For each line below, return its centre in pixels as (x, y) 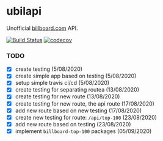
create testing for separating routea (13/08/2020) (77, 90)
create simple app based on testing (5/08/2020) (76, 76)
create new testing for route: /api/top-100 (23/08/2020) (86, 117)
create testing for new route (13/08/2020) (67, 96)
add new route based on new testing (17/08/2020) (78, 110)
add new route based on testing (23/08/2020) (73, 124)
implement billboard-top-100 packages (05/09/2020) (83, 131)
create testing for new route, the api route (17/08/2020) (85, 103)
